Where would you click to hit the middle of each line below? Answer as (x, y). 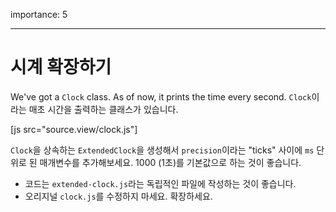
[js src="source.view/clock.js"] (74, 129)
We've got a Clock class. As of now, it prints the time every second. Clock (161, 96)
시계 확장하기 (61, 67)
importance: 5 (39, 14)
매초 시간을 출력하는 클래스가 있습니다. (103, 109)
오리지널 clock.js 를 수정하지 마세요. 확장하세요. (118, 196)
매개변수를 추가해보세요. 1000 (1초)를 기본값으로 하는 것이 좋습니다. (170, 162)
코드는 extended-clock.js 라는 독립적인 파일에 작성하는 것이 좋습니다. (160, 183)
